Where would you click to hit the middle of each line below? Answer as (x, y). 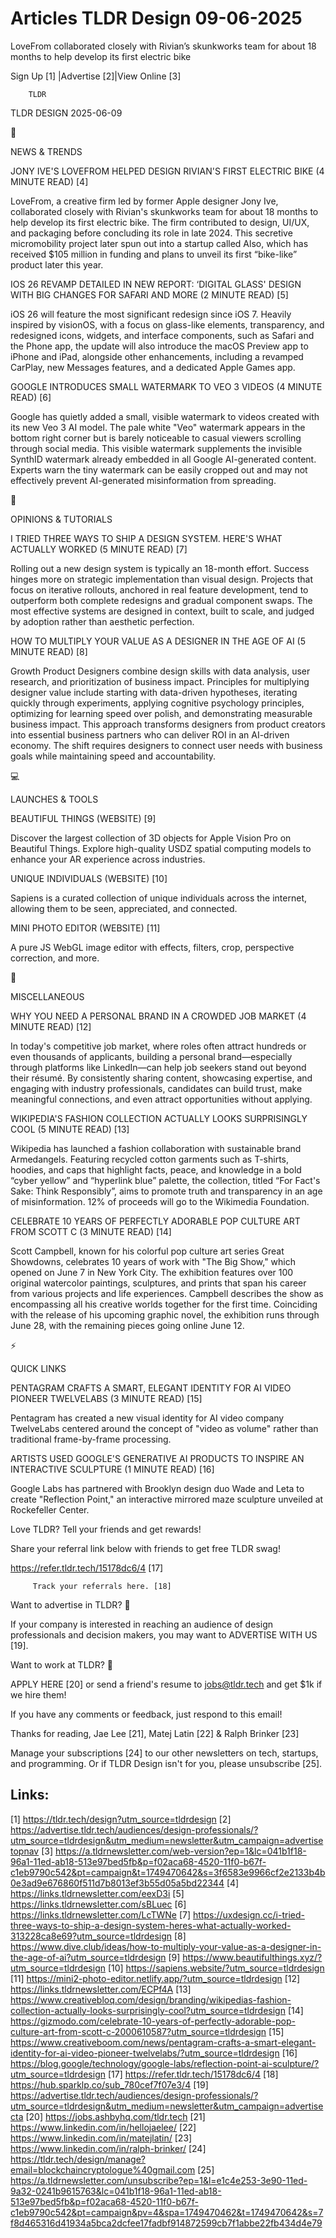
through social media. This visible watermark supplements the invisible (156, 448)
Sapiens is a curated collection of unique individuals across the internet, (159, 898)
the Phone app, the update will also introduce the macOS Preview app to (159, 346)
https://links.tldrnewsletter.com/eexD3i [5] (97, 1893)
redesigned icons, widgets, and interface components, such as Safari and (162, 335)
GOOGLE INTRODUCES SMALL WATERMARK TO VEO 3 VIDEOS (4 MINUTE (166, 386)
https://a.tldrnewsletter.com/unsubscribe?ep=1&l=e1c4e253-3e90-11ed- (159, 2180)
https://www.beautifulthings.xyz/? (252, 1957)
